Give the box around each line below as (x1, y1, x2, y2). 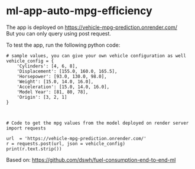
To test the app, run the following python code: (6, 41, 121, 48)
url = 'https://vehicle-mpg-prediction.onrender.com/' (6, 135, 147, 141)
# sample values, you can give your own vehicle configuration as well (6, 53, 186, 58)
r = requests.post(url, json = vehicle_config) (6, 141, 126, 147)
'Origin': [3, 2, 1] (17, 94, 67, 100)
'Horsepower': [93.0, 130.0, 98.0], (17, 73, 108, 79)
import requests (6, 125, 46, 131)
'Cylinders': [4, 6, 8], (17, 63, 78, 69)
